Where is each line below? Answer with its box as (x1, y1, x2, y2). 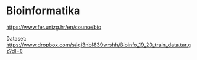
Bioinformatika (6, 4, 80, 18)
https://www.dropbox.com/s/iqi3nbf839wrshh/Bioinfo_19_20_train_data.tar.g (6, 41, 191, 48)
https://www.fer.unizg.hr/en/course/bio (6, 24, 102, 31)
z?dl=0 (6, 47, 23, 54)
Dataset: (6, 35, 27, 42)
